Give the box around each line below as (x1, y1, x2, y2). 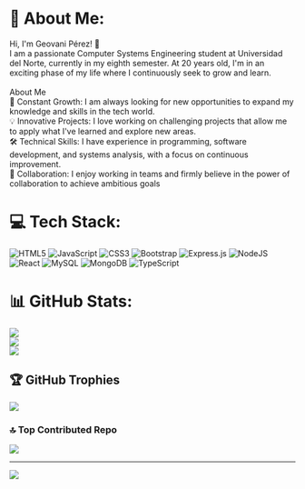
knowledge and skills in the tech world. (9, 105, 156, 116)
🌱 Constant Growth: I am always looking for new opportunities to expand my (9, 95, 294, 107)
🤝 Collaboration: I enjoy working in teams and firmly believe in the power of (9, 168, 290, 179)
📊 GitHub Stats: (9, 291, 133, 312)
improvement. (9, 158, 62, 169)
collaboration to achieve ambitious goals (9, 177, 161, 189)
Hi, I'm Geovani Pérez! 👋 (9, 38, 100, 49)
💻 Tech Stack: (9, 212, 122, 233)
